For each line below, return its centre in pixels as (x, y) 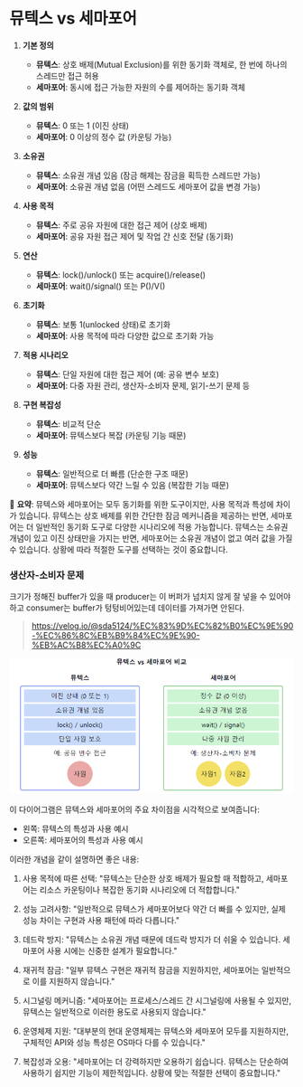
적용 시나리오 (46, 354)
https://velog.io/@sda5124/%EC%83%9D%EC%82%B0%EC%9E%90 (162, 626)
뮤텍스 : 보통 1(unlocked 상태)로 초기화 (103, 324)
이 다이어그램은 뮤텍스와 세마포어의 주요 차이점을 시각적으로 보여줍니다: (134, 809)
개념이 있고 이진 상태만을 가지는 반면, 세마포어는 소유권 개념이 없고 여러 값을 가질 (151, 538)
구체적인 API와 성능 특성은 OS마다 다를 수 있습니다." (114, 1043)
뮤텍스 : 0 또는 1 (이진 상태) (82, 125)
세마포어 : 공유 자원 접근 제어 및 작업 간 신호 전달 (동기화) (135, 236)
